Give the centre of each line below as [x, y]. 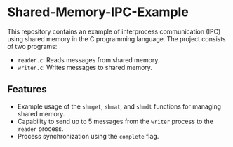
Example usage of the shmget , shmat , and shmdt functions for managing [119, 106]
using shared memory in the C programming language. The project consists [116, 38]
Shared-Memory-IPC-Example [98, 12]
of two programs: [32, 46]
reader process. [40, 128]
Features [27, 89]
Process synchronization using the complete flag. [88, 136]
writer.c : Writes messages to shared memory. [85, 67]
